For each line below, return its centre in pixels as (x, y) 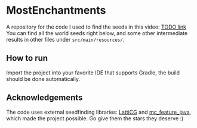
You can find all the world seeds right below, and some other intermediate (97, 33)
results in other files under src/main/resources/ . (65, 39)
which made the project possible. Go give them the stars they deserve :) (95, 118)
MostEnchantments (56, 10)
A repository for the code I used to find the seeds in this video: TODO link (96, 27)
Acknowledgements (44, 98)
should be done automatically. (43, 79)
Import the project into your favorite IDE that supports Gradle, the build (93, 73)
